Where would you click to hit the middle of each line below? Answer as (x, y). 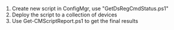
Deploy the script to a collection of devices (64, 15)
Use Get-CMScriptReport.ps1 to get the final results (75, 21)
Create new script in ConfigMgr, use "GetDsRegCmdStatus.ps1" (90, 9)
